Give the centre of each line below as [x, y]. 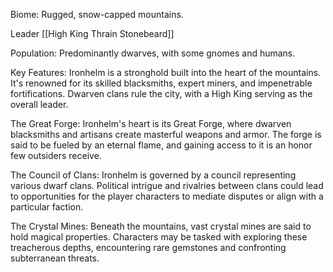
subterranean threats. [55, 258]
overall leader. [39, 104]
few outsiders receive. [56, 155]
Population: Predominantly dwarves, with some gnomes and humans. [153, 53]
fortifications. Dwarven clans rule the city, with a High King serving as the [161, 93]
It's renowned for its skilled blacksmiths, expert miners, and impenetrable [161, 83]
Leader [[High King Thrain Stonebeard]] [92, 33]
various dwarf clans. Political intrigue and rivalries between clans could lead [167, 185]
